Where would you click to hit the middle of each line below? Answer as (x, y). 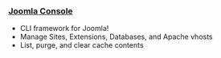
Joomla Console (41, 11)
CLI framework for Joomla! (64, 29)
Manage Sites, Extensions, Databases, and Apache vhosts (116, 37)
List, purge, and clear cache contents (82, 45)
